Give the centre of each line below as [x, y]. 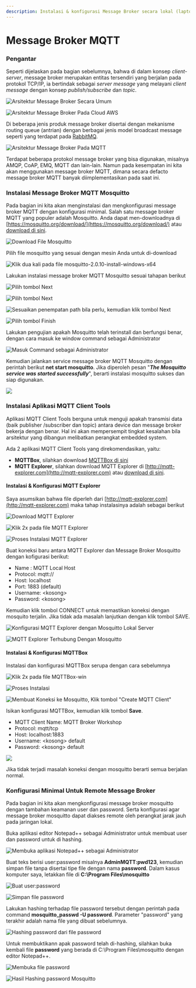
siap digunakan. [25, 380]
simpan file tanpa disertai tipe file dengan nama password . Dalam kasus [93, 868]
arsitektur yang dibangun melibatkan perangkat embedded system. [87, 437]
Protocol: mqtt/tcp [36, 728]
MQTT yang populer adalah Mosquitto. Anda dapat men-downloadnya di [93, 218]
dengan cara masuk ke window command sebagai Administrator [83, 338]
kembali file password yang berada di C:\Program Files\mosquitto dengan [95, 950]
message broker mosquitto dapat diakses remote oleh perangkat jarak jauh [96, 816]
